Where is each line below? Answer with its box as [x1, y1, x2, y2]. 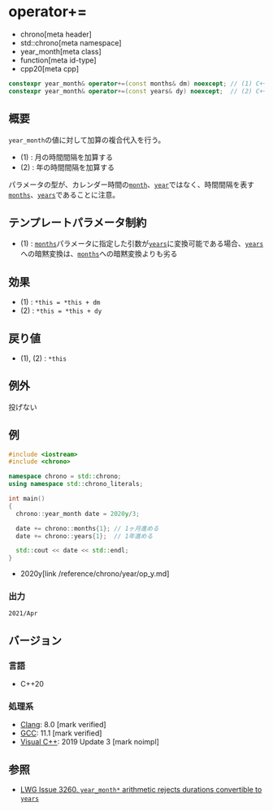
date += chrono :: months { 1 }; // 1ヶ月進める [15, 524, 159, 532]
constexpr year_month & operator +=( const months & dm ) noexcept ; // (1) [8, 80, 253, 88]
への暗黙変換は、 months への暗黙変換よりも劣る [19, 249, 178, 258]
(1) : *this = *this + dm [19, 297, 101, 307]
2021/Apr [8, 609, 38, 618]
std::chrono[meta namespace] [19, 37, 122, 47]
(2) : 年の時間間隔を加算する [19, 162, 115, 172]
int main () [8, 495, 45, 503]
